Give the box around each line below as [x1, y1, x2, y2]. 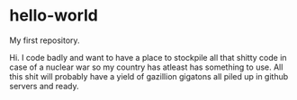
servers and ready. [9, 80, 79, 91]
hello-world [9, 5, 99, 26]
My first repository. [9, 35, 80, 46]
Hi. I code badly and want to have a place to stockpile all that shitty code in [9, 52, 287, 62]
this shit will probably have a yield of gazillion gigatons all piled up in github [9, 71, 289, 81]
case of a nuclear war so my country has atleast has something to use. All [9, 62, 283, 72]
